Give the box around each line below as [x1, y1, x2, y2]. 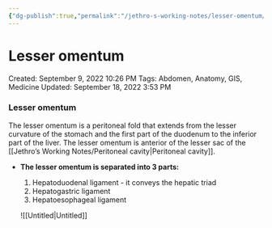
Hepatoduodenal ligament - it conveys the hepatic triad [32, 177, 217, 187]
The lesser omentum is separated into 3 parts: [19, 162, 180, 171]
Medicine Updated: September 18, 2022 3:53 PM [8, 82, 172, 91]
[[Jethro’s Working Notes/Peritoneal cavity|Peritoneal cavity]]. [8, 146, 216, 156]
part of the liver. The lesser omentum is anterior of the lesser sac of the [8, 137, 246, 147]
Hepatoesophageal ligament [32, 195, 127, 205]
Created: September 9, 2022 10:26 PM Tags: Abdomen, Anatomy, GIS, [8, 74, 243, 83]
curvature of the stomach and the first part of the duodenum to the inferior [8, 129, 257, 138]
